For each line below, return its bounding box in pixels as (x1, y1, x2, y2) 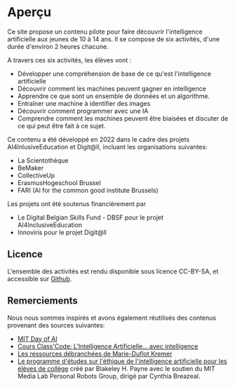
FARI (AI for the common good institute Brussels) (17, 186, 159, 194)
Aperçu (7, 4, 51, 20)
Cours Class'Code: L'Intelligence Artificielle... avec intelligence (17, 341, 199, 351)
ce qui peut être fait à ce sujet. (17, 121, 106, 130)
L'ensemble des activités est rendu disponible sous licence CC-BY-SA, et (7, 267, 219, 276)
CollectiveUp (17, 171, 55, 179)
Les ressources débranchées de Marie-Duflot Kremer (17, 349, 173, 358)
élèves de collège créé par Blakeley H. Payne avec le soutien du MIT (17, 364, 215, 372)
